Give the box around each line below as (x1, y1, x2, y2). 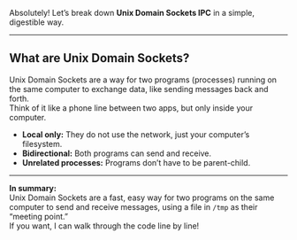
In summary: (9, 182, 57, 193)
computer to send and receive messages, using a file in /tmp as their (9, 201, 258, 212)
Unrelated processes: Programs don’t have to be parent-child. (21, 157, 251, 167)
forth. (9, 93, 29, 104)
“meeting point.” (9, 211, 69, 221)
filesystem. (21, 138, 63, 149)
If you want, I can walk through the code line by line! (9, 221, 200, 231)
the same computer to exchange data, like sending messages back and (9, 83, 269, 94)
